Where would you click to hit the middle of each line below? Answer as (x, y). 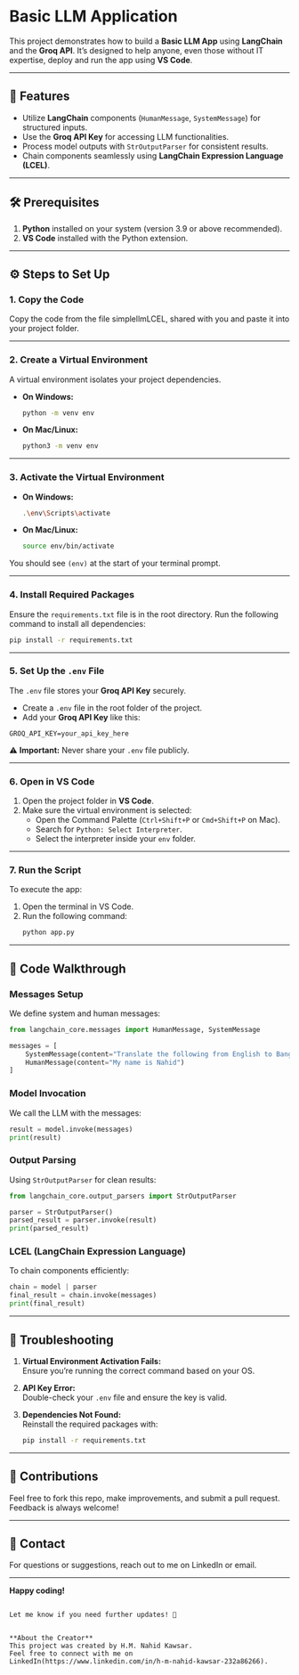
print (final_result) (48, 1304)
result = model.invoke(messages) (71, 1129)
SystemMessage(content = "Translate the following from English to (149, 1054)
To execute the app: (46, 890)
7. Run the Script (45, 870)
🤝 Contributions (54, 1477)
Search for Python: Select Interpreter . (109, 829)
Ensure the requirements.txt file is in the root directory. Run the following (144, 614)
